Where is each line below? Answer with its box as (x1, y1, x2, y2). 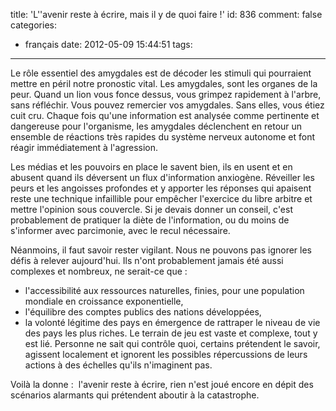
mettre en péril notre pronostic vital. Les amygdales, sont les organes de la (10, 78, 318, 89)
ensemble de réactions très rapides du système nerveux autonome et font (10, 131, 316, 143)
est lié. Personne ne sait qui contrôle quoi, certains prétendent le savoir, (24, 338, 321, 349)
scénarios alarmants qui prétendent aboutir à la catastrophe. (10, 389, 260, 401)
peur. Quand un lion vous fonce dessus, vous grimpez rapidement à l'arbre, (10, 89, 322, 100)
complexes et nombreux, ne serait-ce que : (10, 265, 188, 277)
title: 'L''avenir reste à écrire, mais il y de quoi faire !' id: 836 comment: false (10, 9, 323, 20)
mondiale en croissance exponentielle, (24, 295, 184, 307)
